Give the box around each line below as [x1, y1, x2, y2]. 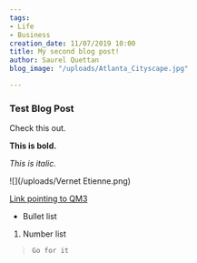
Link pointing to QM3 [9, 193, 88, 205]
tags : [9, 13, 30, 23]
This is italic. [9, 158, 57, 169]
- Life [9, 22, 34, 31]
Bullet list [22, 211, 57, 222]
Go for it [31, 247, 70, 256]
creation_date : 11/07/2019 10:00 [9, 38, 136, 48]
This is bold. [9, 140, 57, 151]
